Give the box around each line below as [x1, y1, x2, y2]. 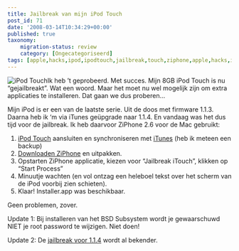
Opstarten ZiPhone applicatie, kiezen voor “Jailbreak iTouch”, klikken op [17, 156, 228, 165]
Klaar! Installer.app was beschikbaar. [17, 186, 126, 196]
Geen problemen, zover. [7, 201, 78, 209]
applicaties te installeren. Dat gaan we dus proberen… [7, 91, 166, 100]
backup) [17, 141, 43, 150]
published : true [7, 30, 55, 38]
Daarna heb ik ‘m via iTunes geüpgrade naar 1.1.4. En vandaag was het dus [7, 112, 226, 121]
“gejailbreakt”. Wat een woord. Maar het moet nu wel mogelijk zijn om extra [7, 83, 228, 92]
